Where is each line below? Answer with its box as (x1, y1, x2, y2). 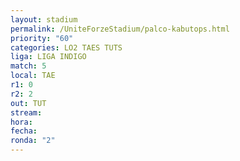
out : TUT (10, 98, 47, 108)
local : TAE (10, 71, 56, 81)
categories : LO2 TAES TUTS (10, 42, 123, 53)
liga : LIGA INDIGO (10, 52, 87, 62)
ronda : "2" (10, 136, 56, 146)
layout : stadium (10, 14, 78, 25)
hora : (10, 117, 33, 127)
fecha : (10, 126, 38, 136)
